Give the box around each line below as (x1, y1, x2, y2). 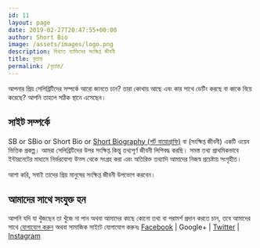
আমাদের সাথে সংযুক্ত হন (8, 192, 86, 206)
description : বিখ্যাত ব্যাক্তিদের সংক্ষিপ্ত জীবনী (8, 48, 116, 56)
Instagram (8, 232, 41, 241)
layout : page (8, 19, 51, 27)
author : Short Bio (8, 33, 68, 41)
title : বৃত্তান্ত (8, 56, 43, 63)
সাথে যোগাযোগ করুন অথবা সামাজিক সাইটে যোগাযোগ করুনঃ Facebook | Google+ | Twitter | (8, 222, 240, 232)
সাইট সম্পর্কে (8, 116, 50, 129)
